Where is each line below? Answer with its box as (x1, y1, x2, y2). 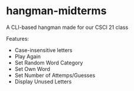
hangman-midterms (6, 4, 107, 18)
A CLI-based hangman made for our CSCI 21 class (6, 24, 129, 31)
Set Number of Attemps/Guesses (14, 71, 96, 79)
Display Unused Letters (14, 78, 72, 85)
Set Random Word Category (14, 59, 83, 66)
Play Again (14, 53, 41, 60)
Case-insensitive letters (14, 46, 73, 54)
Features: (6, 35, 30, 42)
